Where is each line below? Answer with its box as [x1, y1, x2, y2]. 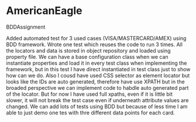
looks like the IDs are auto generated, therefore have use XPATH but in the [6, 78, 185, 85]
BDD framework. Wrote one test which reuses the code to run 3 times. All [6, 41, 183, 48]
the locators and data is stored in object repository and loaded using [6, 47, 171, 54]
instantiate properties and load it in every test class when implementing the [6, 60, 187, 67]
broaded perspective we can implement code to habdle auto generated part [6, 84, 189, 91]
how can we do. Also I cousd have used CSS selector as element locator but [6, 72, 190, 79]
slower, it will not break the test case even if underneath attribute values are [6, 96, 189, 103]
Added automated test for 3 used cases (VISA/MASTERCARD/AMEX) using [6, 34, 187, 41]
